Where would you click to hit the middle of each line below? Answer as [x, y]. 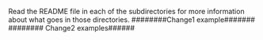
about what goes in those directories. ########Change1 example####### [132, 20]
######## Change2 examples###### [72, 28]
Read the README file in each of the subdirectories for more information [126, 11]
